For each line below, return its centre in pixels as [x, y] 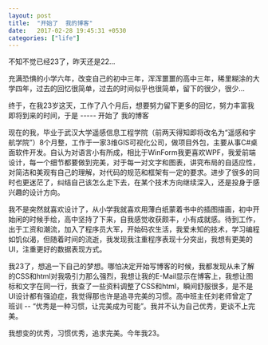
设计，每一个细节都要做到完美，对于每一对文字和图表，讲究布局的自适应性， [134, 163]
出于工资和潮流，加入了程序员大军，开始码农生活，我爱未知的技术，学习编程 [134, 229]
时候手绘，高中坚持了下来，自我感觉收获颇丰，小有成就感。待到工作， [144, 220]
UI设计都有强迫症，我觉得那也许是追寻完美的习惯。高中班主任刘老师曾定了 [131, 296]
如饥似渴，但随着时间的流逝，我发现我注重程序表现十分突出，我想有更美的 [130, 240]
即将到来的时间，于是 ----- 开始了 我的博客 [79, 116]
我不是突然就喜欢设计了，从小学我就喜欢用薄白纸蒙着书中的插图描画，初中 [130, 209]
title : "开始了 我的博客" [51, 23]
